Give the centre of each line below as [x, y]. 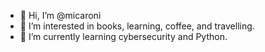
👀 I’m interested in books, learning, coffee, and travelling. [137, 26]
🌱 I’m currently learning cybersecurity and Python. [123, 36]
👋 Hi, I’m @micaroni [60, 15]
